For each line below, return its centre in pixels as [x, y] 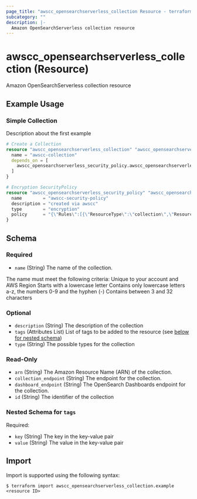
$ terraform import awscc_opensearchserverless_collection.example [90, 486]
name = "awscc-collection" [44, 155]
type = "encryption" [46, 209]
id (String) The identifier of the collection [64, 397]
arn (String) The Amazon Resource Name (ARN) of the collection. [93, 372]
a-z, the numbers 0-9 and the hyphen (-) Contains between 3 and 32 [89, 291]
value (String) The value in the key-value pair [69, 442]
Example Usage [35, 104]
